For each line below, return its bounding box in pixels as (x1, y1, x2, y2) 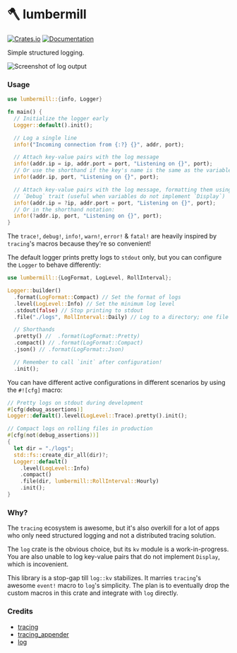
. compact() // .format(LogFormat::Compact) (13, 340, 143, 347)
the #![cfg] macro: (7, 386, 63, 394)
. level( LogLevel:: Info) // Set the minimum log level (13, 300, 175, 307)
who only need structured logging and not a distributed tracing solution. (7, 531, 217, 540)
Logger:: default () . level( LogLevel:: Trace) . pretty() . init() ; (7, 412, 188, 420)
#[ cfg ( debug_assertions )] (7, 405, 83, 413)
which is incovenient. (7, 560, 69, 569)
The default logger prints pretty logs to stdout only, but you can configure (7, 253, 222, 262)
